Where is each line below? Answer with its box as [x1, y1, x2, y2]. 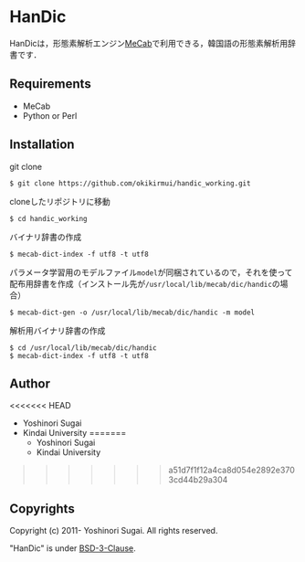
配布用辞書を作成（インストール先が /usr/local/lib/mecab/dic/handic [9, 278, 272, 289]
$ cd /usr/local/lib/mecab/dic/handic [9, 343, 157, 353]
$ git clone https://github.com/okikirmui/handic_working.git [9, 178, 251, 188]
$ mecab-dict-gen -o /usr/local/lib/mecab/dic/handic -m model [9, 308, 256, 317]
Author [9, 376, 50, 391]
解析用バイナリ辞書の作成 [9, 324, 106, 335]
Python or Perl [22, 110, 78, 121]
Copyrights [9, 501, 75, 516]
